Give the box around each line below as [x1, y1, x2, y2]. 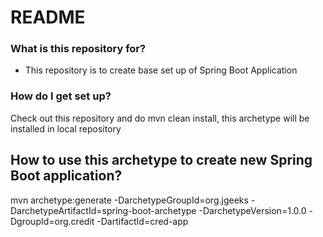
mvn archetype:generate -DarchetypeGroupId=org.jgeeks [10, 194, 249, 206]
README [10, 6, 86, 29]
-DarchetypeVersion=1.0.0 [198, 204, 307, 216]
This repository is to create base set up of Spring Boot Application [24, 64, 298, 76]
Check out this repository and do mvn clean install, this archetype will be [10, 112, 310, 124]
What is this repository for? [10, 42, 147, 56]
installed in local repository [10, 122, 122, 135]
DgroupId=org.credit [10, 215, 95, 227]
